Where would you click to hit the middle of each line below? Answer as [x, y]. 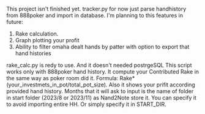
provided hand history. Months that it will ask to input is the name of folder [100, 91]
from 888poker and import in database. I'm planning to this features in [95, 15]
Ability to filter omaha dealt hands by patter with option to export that [102, 47]
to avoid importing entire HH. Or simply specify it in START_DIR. [86, 104]
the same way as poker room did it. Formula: [62, 78]
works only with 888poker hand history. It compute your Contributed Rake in [103, 72]
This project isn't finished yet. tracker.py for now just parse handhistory [96, 9]
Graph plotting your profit [47, 40]
